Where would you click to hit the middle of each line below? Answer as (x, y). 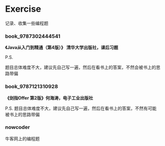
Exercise (23, 9)
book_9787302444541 (33, 36)
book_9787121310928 (32, 87)
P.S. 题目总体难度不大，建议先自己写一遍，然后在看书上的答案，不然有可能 (81, 108)
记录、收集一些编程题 (27, 23)
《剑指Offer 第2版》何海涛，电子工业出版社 (49, 98)
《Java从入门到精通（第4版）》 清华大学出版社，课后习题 (62, 48)
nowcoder (18, 127)
